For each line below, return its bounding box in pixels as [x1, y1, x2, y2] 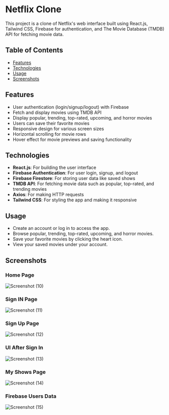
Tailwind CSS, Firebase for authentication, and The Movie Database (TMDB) [5, 25, 164, 32]
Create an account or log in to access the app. [12, 225, 110, 231]
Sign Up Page [5, 320, 39, 327]
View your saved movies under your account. [12, 242, 108, 248]
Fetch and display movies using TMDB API [12, 109, 102, 115]
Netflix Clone [5, 4, 62, 15]
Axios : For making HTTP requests [12, 192, 84, 198]
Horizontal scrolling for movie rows [12, 131, 87, 137]
